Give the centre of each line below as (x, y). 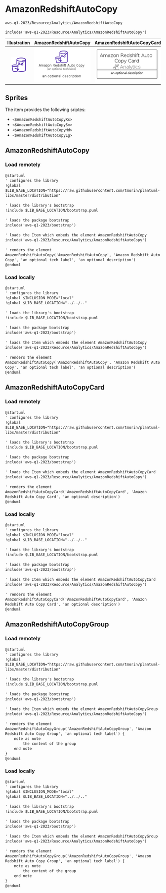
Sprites (17, 98)
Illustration (19, 43)
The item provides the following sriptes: (45, 110)
